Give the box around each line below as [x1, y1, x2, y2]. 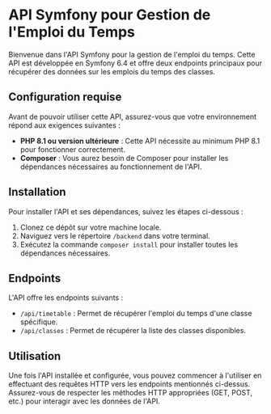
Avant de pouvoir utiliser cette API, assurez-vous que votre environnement [8, 112, 257, 121]
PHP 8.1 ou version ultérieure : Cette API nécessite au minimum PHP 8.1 [19, 136, 260, 146]
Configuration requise [8, 91, 122, 104]
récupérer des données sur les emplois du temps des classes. [8, 66, 216, 76]
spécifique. [19, 317, 58, 327]
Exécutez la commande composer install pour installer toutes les [19, 239, 239, 249]
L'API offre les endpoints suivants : [8, 293, 124, 302]
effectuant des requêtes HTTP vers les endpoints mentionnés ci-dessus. [8, 379, 251, 389]
